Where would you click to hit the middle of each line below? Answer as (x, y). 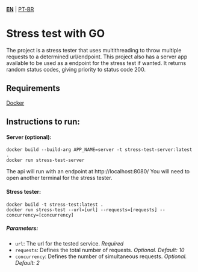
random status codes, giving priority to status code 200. (76, 69)
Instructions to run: (43, 122)
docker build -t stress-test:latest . (55, 205)
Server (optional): (29, 137)
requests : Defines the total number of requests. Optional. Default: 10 (100, 250)
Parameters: (22, 228)
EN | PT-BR (20, 9)
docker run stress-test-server (45, 160)
